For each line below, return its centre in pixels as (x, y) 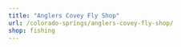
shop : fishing (32, 30)
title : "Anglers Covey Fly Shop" (64, 16)
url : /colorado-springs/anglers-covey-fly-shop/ (91, 23)
